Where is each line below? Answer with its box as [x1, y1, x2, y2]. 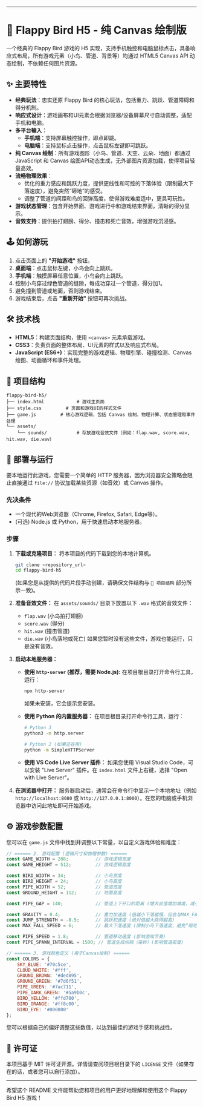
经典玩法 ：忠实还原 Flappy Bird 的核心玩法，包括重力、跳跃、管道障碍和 [14, 96, 195, 104]
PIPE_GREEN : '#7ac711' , [17, 984, 77, 990]
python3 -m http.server [24, 730, 85, 736]
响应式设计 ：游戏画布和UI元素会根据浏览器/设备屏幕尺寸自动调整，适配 [14, 111, 192, 119]
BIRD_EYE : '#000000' [17, 1006, 69, 1013]
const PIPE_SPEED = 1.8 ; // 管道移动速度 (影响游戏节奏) [6, 934, 166, 940]
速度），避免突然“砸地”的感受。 [29, 187, 106, 194]
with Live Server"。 [24, 773, 72, 781]
